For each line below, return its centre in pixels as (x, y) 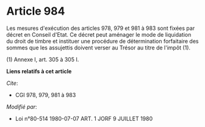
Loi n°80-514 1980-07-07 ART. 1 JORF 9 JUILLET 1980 (84, 118)
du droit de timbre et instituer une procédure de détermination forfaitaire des (103, 41)
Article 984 (36, 11)
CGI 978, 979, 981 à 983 (45, 95)
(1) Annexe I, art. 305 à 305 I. (43, 59)
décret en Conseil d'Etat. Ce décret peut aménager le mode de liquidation (99, 34)
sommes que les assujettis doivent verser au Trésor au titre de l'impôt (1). (99, 48)
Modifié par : (22, 107)
